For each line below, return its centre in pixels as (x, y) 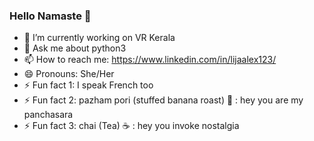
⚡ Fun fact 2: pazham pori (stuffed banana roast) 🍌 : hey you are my (163, 100)
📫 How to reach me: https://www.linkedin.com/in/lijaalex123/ (150, 60)
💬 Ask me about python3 (75, 48)
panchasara (48, 115)
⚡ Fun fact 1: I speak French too (88, 85)
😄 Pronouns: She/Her (69, 74)
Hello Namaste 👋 (50, 16)
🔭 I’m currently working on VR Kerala (99, 38)
